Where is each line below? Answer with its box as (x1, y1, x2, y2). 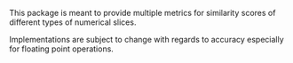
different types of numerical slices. (9, 17, 137, 28)
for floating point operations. (9, 43, 114, 54)
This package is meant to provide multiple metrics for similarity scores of (9, 8, 276, 18)
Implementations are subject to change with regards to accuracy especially (9, 35, 284, 44)
